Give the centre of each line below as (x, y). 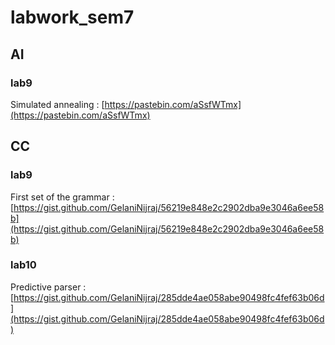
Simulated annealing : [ (57, 104)
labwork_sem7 (72, 17)
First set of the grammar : (62, 197)
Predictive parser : (48, 287)
